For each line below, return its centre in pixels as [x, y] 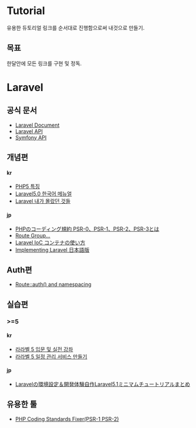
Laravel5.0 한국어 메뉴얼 [43, 194]
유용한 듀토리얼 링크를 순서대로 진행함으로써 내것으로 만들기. [76, 28]
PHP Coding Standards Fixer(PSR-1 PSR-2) [67, 419]
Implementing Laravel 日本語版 [52, 250]
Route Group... [33, 235]
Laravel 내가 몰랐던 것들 [43, 201]
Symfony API [31, 137]
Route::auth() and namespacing [53, 284]
